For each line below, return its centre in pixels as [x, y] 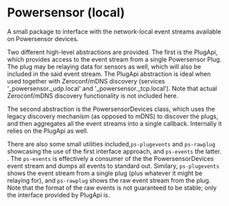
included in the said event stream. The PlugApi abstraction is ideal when [109, 74]
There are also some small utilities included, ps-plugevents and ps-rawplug [111, 144]
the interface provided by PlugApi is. [59, 195]
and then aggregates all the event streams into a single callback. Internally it [114, 123]
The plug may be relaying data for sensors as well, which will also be [104, 66]
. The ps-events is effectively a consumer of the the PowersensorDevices [110, 158]
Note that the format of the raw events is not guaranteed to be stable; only [112, 188]
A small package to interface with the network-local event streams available [114, 31]
